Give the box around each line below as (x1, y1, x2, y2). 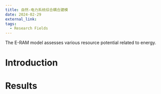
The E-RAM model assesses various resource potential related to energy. (5, 39, 156, 45)
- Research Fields (10, 26, 49, 31)
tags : (5, 21, 17, 26)
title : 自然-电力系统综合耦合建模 (5, 7, 68, 12)
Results (5, 80, 38, 91)
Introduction (5, 57, 58, 68)
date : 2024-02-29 (5, 12, 42, 17)
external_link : (5, 16, 37, 21)
